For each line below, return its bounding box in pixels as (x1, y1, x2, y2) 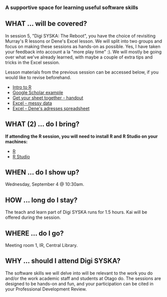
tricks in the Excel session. (5, 59, 60, 65)
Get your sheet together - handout (12, 95, 83, 101)
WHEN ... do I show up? (5, 168, 79, 176)
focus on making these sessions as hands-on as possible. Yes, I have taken (5, 43, 161, 49)
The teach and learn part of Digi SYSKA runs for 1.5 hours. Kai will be (5, 209, 147, 215)
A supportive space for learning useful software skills (5, 4, 138, 11)
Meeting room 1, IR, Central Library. (5, 242, 78, 248)
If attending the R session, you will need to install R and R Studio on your (5, 133, 158, 139)
